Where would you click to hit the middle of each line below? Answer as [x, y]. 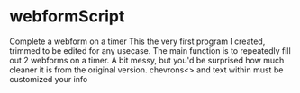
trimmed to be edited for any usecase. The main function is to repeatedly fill [150, 50]
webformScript [67, 17]
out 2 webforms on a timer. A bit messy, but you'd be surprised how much [147, 60]
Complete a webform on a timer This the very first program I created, [137, 41]
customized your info [49, 79]
